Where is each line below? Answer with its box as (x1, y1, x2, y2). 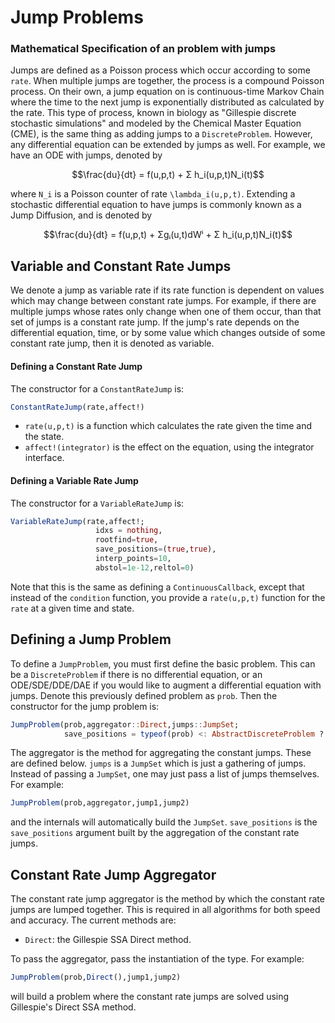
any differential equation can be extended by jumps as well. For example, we (10, 139, 326, 151)
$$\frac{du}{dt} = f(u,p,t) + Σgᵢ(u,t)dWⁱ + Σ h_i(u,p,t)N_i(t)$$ (43, 229, 293, 241)
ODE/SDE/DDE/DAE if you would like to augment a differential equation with (10, 679, 322, 691)
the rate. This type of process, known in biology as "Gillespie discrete (10, 107, 297, 119)
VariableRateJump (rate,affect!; (10, 516, 145, 526)
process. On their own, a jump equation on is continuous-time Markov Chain (10, 86, 325, 98)
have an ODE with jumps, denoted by (10, 149, 163, 161)
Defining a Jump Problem (10, 631, 172, 648)
